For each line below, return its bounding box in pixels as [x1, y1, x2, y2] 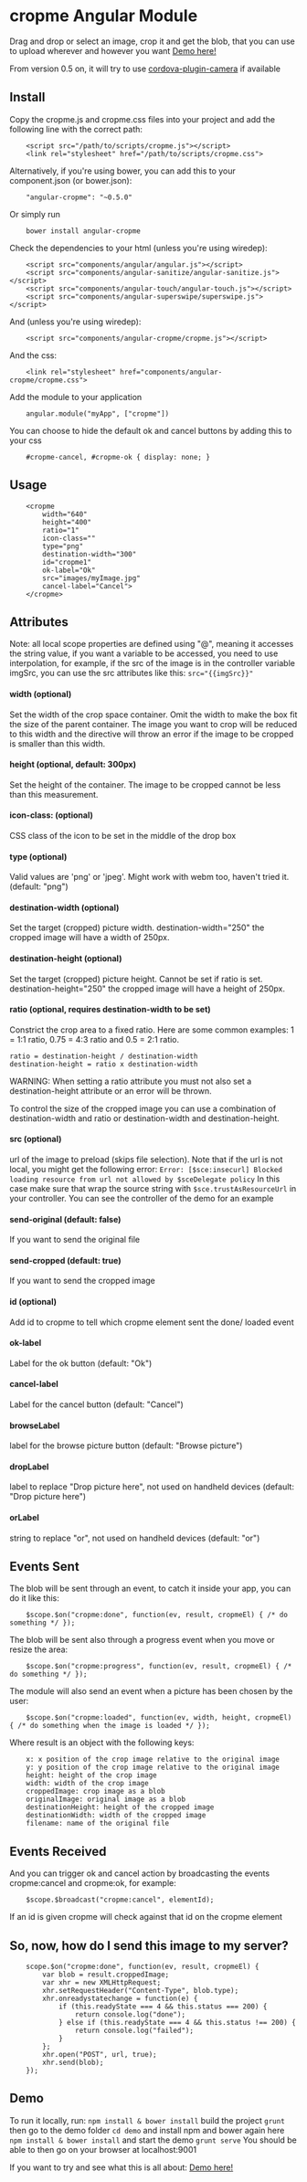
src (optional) [9, 1134, 62, 1145]
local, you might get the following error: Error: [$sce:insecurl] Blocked [9, 1164, 283, 1174]
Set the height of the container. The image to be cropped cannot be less [9, 779, 281, 790]
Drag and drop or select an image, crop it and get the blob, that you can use [9, 36, 295, 47]
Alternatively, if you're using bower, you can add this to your [9, 165, 236, 176]
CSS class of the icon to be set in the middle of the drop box [9, 830, 237, 841]
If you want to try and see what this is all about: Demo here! [9, 2162, 234, 2173]
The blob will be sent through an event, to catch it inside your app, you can [9, 1583, 291, 1594]
